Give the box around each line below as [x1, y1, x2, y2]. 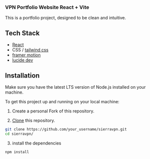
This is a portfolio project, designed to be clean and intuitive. [5, 15, 126, 21]
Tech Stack [5, 29, 40, 37]
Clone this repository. [12, 117, 55, 123]
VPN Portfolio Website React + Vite [5, 4, 89, 11]
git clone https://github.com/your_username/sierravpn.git [5, 127, 127, 132]
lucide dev [12, 57, 33, 63]
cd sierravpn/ [5, 131, 34, 136]
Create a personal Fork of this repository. [12, 108, 95, 114]
